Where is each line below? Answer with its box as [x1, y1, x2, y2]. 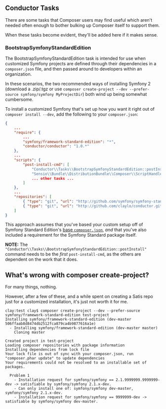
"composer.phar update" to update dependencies [5, 356, 105, 361]
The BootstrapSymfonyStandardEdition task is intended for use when [5, 55, 146, 61]
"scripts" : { [14, 158, 41, 163]
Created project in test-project [5, 338, 74, 344]
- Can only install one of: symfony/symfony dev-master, [14, 386, 134, 391]
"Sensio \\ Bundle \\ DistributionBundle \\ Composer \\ [31, 171, 136, 176]
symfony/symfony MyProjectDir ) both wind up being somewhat [20, 91, 147, 97]
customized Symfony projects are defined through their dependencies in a [5, 61, 157, 67]
